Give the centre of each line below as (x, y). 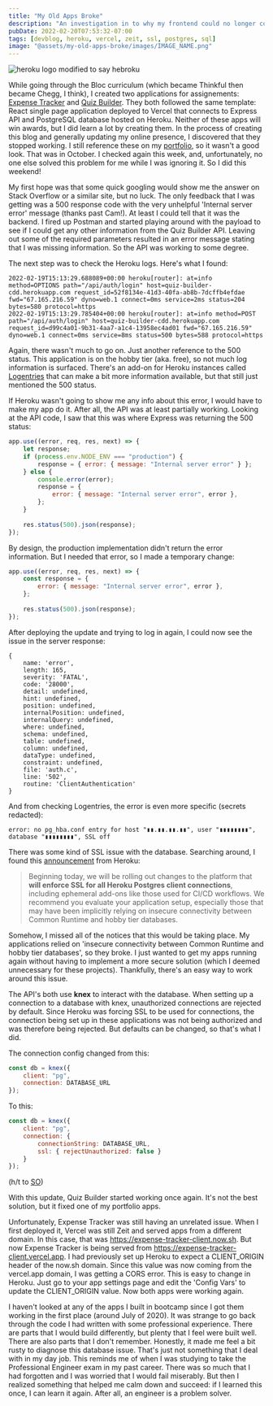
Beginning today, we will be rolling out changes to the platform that (140, 876)
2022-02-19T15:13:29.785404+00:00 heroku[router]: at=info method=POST (132, 314)
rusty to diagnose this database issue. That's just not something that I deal (133, 1350)
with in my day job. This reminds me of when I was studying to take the (127, 1359)
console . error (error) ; (76, 479)
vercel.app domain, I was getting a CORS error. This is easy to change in (130, 1274)
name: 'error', (49, 663)
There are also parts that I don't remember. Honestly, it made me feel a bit (132, 1342)
